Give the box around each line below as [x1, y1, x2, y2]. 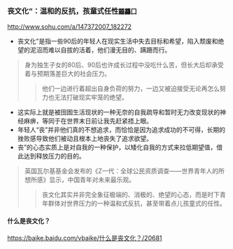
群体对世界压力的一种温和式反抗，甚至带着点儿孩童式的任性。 [48, 199, 226, 208]
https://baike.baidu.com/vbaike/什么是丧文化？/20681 [7, 234, 162, 242]
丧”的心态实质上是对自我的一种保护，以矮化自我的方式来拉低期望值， [17, 143, 217, 152]
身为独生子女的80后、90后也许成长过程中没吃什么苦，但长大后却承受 [24, 61, 224, 69]
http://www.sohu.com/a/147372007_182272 [7, 22, 132, 31]
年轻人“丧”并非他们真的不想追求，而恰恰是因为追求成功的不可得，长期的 [17, 126, 226, 134]
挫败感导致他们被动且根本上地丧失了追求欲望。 [17, 135, 153, 143]
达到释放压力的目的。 [23, 152, 85, 161]
